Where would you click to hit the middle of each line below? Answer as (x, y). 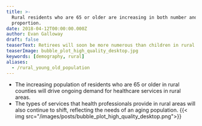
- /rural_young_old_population (51, 67)
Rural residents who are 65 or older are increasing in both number (99, 17)
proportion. (27, 23)
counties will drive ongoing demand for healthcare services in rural (98, 91)
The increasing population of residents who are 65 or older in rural (97, 85)
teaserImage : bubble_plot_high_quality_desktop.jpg (72, 51)
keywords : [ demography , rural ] (45, 56)
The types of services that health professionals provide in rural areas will (105, 104)
